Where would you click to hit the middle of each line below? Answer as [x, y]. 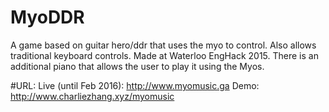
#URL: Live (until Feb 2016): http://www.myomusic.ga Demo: [135, 85]
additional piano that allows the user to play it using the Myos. [137, 66]
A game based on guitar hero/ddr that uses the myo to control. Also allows [163, 45]
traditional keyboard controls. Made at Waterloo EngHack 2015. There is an [164, 55]
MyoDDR [47, 17]
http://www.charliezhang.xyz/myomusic [92, 96]
